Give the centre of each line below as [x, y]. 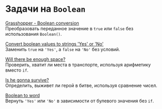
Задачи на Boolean [45, 9]
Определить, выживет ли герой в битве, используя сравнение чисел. [81, 85]
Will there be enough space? [35, 59]
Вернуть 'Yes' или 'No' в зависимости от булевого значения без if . [80, 101]
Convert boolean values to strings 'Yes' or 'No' [54, 43]
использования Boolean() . [34, 34]
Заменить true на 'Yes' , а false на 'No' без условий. [63, 49]
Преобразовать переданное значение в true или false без [70, 28]
